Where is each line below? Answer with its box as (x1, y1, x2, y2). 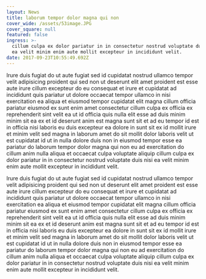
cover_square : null (6, 26, 56, 32)
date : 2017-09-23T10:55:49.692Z (6, 55, 89, 61)
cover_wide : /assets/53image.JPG (6, 20, 92, 26)
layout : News (6, 9, 40, 15)
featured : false (6, 32, 48, 38)
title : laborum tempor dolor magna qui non (6, 15, 120, 21)
